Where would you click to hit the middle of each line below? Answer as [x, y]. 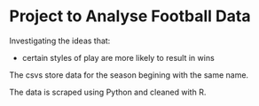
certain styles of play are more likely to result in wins [118, 57]
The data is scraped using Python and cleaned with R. [108, 92]
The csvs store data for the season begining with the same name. [129, 75]
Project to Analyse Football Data [130, 16]
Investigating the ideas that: [60, 41]
